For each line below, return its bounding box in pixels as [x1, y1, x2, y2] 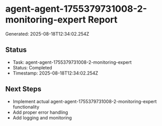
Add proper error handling [12, 109, 68, 115]
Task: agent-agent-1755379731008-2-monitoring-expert [12, 59, 132, 65]
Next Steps [5, 85, 42, 93]
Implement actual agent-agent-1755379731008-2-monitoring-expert [12, 98, 157, 105]
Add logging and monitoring [12, 114, 72, 120]
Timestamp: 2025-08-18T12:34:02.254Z [12, 70, 98, 76]
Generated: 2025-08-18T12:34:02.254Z [5, 31, 90, 37]
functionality [12, 104, 39, 110]
